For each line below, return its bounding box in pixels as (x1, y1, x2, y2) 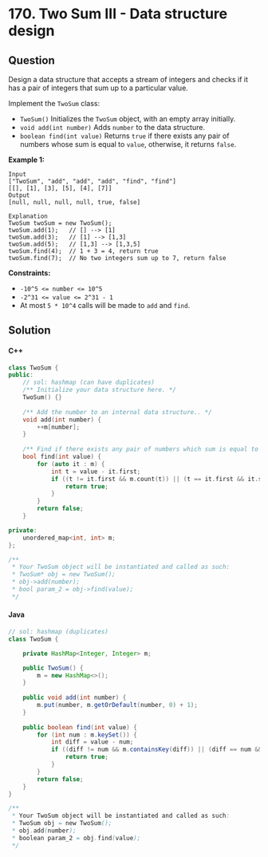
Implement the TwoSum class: (8, 99, 100, 108)
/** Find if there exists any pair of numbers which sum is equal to (22, 445, 259, 453)
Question (8, 53, 55, 67)
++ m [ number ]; (37, 423, 81, 431)
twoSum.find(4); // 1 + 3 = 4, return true (8, 247, 159, 255)
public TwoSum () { (22, 664, 84, 672)
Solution (8, 324, 51, 338)
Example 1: (8, 155, 45, 164)
